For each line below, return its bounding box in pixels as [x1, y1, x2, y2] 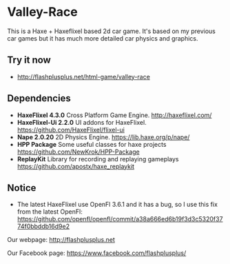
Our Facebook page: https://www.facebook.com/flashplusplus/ [7, 249, 187, 257]
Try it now [7, 54, 52, 66]
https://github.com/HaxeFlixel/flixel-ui [17, 125, 125, 134]
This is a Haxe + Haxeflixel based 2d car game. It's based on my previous [7, 27, 216, 35]
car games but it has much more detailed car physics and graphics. [7, 34, 198, 42]
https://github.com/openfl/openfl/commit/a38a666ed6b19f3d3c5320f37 [17, 215, 223, 223]
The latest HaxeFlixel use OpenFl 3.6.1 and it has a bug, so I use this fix [17, 201, 218, 209]
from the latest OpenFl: [17, 207, 83, 216]
